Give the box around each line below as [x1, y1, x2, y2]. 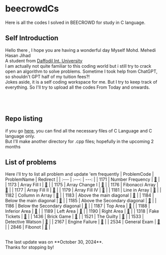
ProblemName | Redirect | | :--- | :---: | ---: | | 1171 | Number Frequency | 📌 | [5, 176, 160, 182]
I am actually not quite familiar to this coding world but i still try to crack [5, 63, 152, 69]
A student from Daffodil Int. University [5, 58, 83, 64]
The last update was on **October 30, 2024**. [5, 239, 103, 245]
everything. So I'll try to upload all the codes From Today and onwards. [5, 84, 150, 90]
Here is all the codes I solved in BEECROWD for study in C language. [5, 19, 146, 25]
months [5, 143, 21, 149]
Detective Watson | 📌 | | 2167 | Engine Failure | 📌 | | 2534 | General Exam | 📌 [5, 219, 161, 225]
